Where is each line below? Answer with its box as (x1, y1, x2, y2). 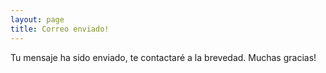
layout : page (10, 14, 65, 25)
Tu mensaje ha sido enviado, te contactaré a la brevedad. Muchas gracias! (10, 51, 317, 63)
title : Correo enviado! (10, 24, 110, 34)
